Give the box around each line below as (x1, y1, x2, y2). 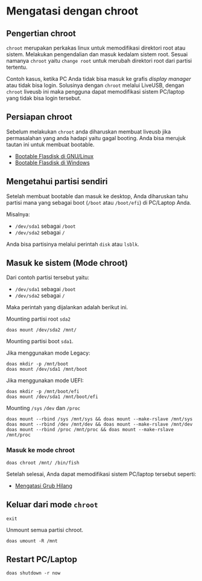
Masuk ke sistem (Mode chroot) (6, 258, 128, 268)
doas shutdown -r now (6, 570, 61, 576)
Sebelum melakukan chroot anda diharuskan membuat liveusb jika (6, 128, 171, 135)
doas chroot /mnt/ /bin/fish (6, 460, 80, 466)
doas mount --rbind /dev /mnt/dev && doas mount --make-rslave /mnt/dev (6, 422, 193, 428)
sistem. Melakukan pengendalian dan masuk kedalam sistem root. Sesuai (6, 51, 188, 58)
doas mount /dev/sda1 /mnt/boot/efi (6, 394, 98, 400)
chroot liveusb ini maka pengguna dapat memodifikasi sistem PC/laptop (6, 88, 185, 95)
